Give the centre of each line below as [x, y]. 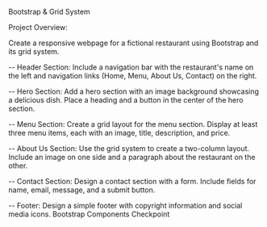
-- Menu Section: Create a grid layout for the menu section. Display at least [133, 124]
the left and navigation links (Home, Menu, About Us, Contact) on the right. [133, 76]
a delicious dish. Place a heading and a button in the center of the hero [126, 100]
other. [18, 166]
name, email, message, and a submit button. [82, 190]
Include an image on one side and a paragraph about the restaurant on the [132, 157]
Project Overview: [38, 27]
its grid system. [34, 51]
